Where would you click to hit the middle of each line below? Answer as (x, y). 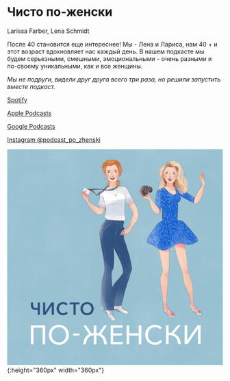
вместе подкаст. (31, 86)
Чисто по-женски (60, 12)
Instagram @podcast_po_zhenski (54, 139)
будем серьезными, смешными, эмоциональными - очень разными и (110, 58)
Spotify (17, 99)
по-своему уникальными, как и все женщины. (75, 66)
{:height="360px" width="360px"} (56, 370)
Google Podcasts (31, 126)
